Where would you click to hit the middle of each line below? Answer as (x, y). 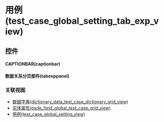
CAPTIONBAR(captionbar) (33, 64)
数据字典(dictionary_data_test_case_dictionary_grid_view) (70, 102)
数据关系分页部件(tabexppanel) (37, 76)
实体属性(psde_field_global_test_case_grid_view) (61, 108)
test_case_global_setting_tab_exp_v (83, 21)
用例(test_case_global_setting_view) (49, 114)
